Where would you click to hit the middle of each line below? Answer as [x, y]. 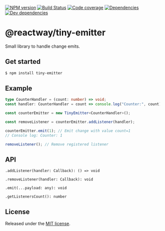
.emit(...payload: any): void [36, 188]
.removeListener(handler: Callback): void [49, 179]
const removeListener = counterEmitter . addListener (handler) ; [70, 122]
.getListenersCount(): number [36, 197]
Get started [23, 62]
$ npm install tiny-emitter [34, 73]
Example [19, 88]
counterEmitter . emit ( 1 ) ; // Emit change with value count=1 [68, 131]
